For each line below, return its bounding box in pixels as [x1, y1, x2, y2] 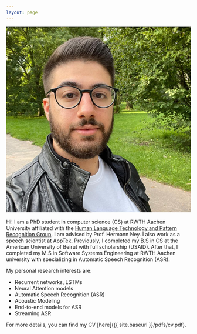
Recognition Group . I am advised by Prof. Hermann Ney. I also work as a [6, 231, 181, 238]
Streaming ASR [14, 309, 52, 317]
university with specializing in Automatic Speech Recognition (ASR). [6, 256, 170, 263]
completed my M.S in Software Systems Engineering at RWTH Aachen [6, 249, 176, 256]
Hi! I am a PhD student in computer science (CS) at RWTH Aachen [6, 218, 166, 225]
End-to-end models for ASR [14, 303, 82, 310]
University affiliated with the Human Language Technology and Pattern [6, 224, 178, 232]
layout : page [6, 9, 38, 15]
